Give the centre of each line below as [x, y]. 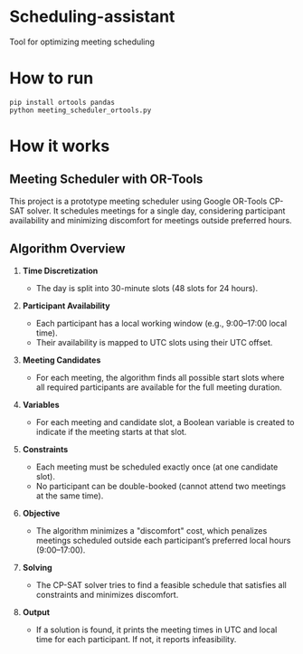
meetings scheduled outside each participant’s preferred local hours [163, 540]
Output [36, 611]
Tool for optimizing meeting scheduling [82, 42]
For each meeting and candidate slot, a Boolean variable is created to [165, 422]
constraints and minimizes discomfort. [107, 594]
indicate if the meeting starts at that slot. [111, 431]
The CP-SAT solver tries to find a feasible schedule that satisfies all [161, 584]
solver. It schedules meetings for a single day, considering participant [156, 211]
